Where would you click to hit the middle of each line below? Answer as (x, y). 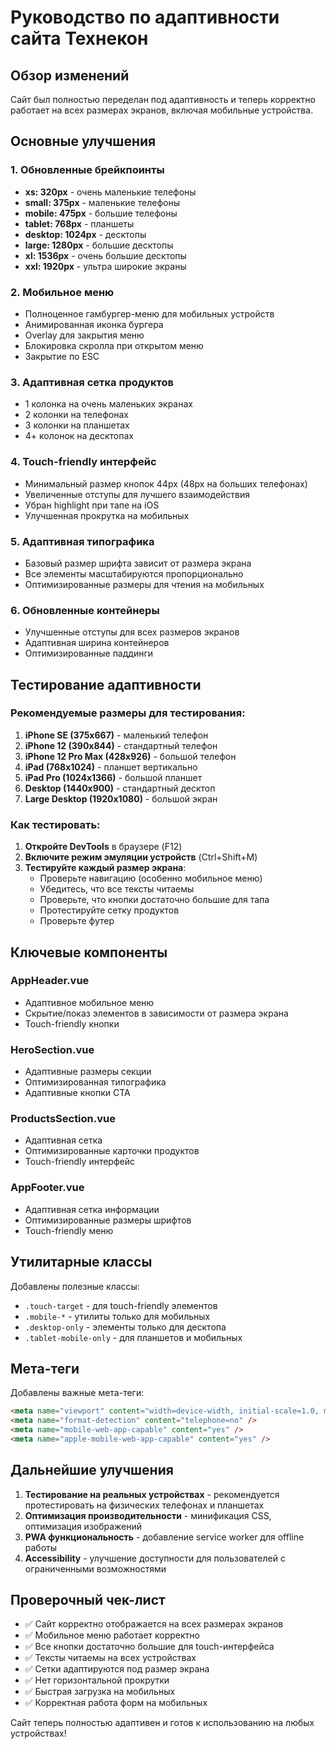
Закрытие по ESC (62, 356)
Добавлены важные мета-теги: (77, 1393)
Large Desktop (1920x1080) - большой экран (121, 798)
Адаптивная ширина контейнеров (97, 643)
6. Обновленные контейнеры (85, 610)
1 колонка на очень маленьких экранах (108, 404)
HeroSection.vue (52, 1049)
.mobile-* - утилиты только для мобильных (117, 1316)
